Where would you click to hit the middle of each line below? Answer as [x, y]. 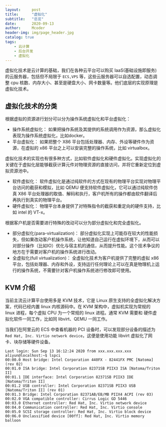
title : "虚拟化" [26, 14]
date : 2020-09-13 [30, 24]
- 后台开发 [24, 51]
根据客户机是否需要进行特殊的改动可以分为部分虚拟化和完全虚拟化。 [74, 223]
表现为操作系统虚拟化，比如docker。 [50, 136]
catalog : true [20, 38]
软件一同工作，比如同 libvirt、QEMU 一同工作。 [62, 319]
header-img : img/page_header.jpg [40, 33]
